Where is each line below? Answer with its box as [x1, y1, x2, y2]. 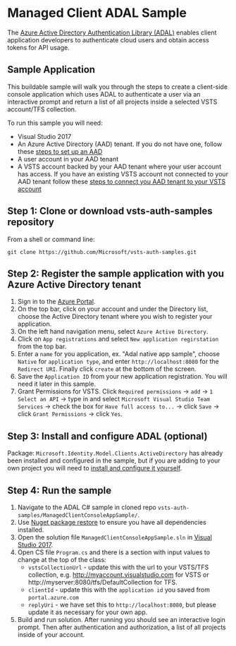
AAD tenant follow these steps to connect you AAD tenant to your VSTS [17, 177, 226, 185]
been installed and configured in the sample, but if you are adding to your [7, 456, 221, 465]
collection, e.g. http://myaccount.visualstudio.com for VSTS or [27, 571, 209, 579]
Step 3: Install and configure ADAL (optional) [7, 430, 208, 442]
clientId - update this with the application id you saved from [27, 585, 210, 594]
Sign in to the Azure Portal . [17, 298, 96, 306]
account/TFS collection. [7, 104, 77, 114]
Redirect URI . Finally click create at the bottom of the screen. [17, 365, 197, 373]
